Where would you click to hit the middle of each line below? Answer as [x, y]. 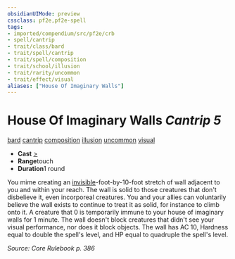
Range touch [36, 161]
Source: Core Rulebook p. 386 [51, 248]
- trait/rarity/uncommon [44, 72]
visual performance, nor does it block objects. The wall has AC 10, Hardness [118, 227]
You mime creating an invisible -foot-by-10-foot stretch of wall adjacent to [114, 182]
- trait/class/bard [36, 46]
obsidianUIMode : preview [44, 14]
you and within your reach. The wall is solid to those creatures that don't [112, 190]
